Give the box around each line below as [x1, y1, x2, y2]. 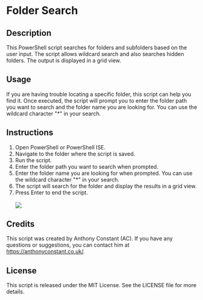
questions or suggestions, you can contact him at [6, 241, 130, 249]
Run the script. [15, 156, 52, 164]
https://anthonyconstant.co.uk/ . [6, 248, 85, 255]
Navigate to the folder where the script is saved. [15, 150, 135, 157]
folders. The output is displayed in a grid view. [6, 57, 121, 64]
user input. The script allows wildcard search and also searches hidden [6, 50, 184, 58]
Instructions [6, 128, 53, 138]
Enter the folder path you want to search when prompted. [15, 163, 159, 170]
